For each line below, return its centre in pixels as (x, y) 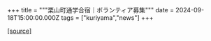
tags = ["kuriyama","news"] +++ (107, 18)
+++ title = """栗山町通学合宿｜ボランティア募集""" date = (91, 10)
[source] (20, 31)
